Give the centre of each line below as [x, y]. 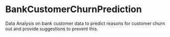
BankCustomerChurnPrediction [74, 9]
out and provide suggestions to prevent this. [52, 28]
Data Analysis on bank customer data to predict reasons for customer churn [85, 23]
